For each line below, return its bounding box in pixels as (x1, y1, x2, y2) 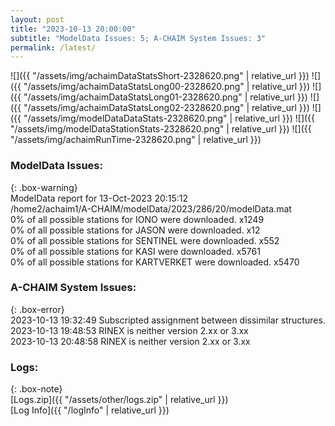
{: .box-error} (10, 303, 65, 315)
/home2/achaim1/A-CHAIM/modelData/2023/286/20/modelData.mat (10, 202, 292, 215)
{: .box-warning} (10, 181, 78, 193)
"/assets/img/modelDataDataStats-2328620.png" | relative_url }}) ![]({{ (23, 112, 316, 125)
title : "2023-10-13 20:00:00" (10, 24, 137, 34)
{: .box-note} (10, 383, 63, 395)
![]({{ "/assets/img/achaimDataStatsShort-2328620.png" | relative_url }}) (10, 70, 310, 82)
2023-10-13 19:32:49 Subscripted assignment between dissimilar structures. (10, 314, 326, 326)
